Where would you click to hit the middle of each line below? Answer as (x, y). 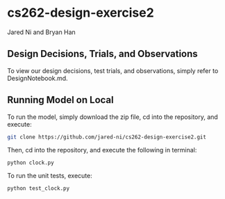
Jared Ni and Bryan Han (42, 32)
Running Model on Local (60, 100)
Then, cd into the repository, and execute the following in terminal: (102, 150)
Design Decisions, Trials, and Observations (102, 54)
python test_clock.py (39, 189)
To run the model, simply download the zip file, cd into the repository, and (113, 117)
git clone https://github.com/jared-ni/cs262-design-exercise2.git (107, 137)
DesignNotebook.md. (37, 78)
